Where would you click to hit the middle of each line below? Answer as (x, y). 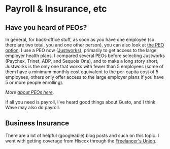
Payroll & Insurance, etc (56, 9)
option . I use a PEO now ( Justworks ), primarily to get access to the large (81, 50)
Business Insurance (37, 123)
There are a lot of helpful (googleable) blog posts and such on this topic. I (82, 135)
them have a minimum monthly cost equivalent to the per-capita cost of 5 (82, 72)
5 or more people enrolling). (34, 82)
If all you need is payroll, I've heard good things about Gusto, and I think (80, 102)
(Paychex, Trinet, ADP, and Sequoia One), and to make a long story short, (82, 61)
